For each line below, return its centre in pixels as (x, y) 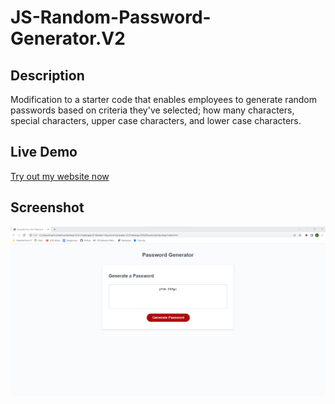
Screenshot (47, 207)
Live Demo (44, 152)
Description (47, 75)
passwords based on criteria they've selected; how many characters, (152, 110)
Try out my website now (60, 176)
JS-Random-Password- (111, 17)
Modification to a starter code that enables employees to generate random (163, 99)
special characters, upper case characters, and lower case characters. (156, 120)
